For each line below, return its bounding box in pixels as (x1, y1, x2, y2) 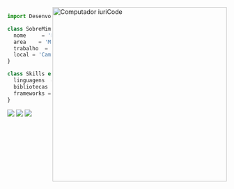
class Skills (7, 70, 45, 77)
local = (13, 52, 36, 59)
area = (13, 38, 42, 45)
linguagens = (13, 77, 54, 84)
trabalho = (13, 45, 49, 52)
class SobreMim (7, 25, 52, 32)
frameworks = (13, 90, 52, 97)
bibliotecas (13, 83, 49, 90)
